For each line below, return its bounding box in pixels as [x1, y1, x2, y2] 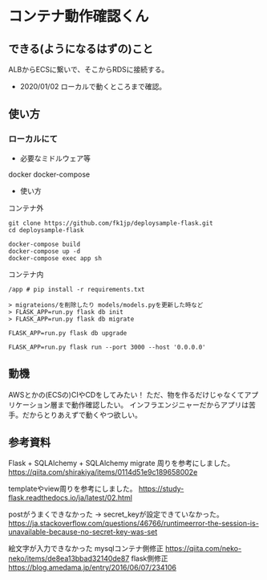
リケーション [8, 399, 51, 410]
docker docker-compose [8, 170, 91, 179]
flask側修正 [131, 553, 168, 563]
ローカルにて [8, 133, 59, 145]
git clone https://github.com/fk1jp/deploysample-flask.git [8, 219, 214, 227]
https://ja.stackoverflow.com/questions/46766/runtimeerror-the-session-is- [8, 519, 259, 529]
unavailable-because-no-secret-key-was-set [8, 527, 158, 537]
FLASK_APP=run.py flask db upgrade [8, 329, 127, 337]
